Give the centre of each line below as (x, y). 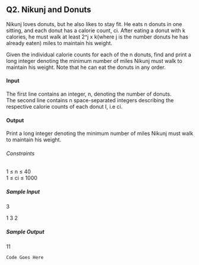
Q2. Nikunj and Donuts (49, 10)
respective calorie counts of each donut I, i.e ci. (64, 107)
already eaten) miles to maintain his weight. (59, 43)
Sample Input (23, 192)
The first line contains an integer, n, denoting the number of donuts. (89, 94)
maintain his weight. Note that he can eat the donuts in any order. (86, 67)
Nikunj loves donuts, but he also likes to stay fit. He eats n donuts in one (94, 24)
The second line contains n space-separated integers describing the (90, 100)
